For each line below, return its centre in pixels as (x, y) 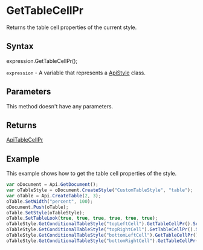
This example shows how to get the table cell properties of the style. (92, 174)
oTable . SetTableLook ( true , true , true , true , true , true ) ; (82, 219)
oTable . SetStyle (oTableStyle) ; (46, 212)
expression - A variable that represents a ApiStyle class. (76, 73)
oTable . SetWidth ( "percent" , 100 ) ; (50, 201)
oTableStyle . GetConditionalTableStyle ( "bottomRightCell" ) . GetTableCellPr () (104, 241)
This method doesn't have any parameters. (60, 106)
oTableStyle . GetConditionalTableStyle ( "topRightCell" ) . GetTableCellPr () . (101, 230)
